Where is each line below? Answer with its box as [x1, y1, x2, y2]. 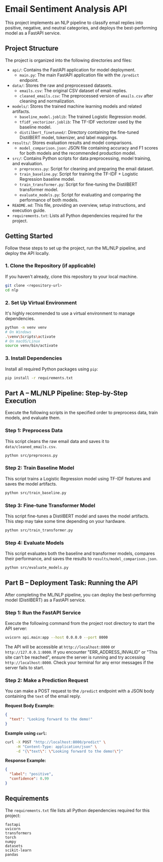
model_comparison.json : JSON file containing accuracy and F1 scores [19, 145, 158, 150]
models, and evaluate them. [5, 415, 61, 421]
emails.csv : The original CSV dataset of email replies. [19, 87, 127, 94]
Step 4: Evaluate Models [5, 539, 64, 546]
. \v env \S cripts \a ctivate [5, 334, 56, 339]
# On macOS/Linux [5, 339, 41, 344]
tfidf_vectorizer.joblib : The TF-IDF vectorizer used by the [19, 119, 142, 124]
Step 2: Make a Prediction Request [5, 677, 89, 684]
